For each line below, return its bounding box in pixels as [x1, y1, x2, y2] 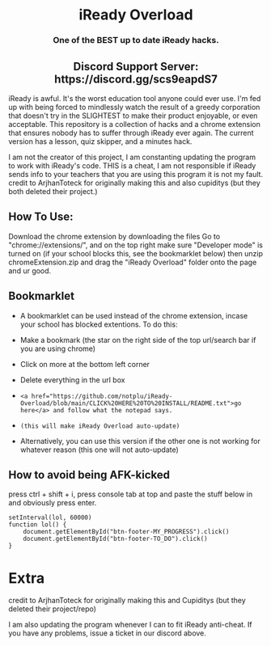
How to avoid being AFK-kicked [8, 467, 171, 482]
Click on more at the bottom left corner [19, 359, 150, 369]
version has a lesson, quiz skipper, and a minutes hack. [8, 136, 193, 146]
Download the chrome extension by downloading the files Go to [8, 231, 221, 241]
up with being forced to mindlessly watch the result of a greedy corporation [8, 102, 260, 112]
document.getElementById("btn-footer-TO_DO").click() [23, 535, 208, 543]
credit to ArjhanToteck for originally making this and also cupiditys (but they [8, 178, 260, 188]
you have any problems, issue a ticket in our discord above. [8, 628, 206, 638]
